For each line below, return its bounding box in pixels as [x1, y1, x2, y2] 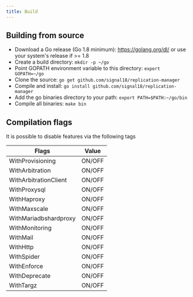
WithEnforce [9, 262, 43, 270]
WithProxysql [9, 186, 46, 194]
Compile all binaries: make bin [14, 100, 87, 107]
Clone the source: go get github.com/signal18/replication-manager [14, 76, 180, 83]
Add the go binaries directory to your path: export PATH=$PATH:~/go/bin [14, 94, 188, 101]
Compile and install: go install [14, 82, 90, 90]
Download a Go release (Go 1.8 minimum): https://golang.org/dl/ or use [14, 46, 187, 53]
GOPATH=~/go [14, 71, 44, 77]
